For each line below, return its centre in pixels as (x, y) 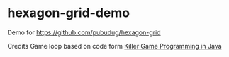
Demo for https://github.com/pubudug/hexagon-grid (84, 32)
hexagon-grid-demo (68, 13)
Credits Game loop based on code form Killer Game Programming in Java (114, 46)
